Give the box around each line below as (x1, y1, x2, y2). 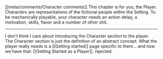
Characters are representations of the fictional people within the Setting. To (5, 9, 156, 15)
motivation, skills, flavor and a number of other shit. (5, 19, 108, 25)
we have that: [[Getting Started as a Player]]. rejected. (5, 48, 113, 54)
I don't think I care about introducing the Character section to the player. (5, 33, 149, 39)
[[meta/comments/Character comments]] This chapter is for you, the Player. (5, 4, 157, 10)
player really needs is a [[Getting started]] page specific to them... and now (5, 43, 155, 49)
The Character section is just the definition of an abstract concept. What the (5, 38, 157, 44)
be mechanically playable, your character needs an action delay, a (5, 14, 137, 20)
